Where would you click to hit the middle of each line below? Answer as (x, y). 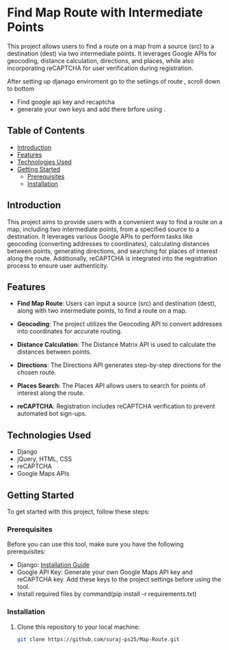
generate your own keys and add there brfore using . (91, 109)
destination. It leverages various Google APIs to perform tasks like (100, 236)
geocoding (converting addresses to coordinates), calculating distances (108, 243)
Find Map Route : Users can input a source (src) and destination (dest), (117, 304)
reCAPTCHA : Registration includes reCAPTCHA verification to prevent (116, 407)
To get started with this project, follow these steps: (79, 511)
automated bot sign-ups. (52, 413)
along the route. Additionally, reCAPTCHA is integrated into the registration (112, 258)
